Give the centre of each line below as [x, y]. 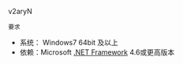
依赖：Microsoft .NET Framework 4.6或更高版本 [97, 52]
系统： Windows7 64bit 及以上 [69, 43]
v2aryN [21, 11]
